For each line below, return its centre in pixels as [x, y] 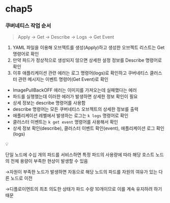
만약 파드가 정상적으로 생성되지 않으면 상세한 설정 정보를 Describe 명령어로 [87, 60]
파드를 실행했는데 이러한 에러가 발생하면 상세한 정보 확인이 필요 [75, 97]
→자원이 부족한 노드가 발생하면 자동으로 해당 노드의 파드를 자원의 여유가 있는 [81, 172]
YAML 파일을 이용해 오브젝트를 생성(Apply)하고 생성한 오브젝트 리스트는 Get [89, 48]
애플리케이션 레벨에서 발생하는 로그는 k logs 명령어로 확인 [70, 115]
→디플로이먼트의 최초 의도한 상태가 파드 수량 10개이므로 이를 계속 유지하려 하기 [84, 189]
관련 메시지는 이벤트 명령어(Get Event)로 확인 [63, 79]
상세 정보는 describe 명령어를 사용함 [49, 103]
